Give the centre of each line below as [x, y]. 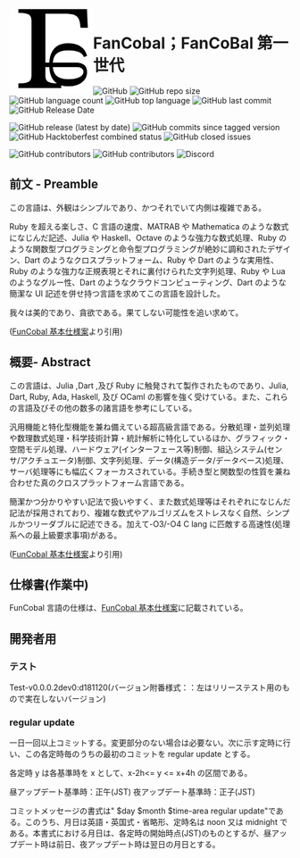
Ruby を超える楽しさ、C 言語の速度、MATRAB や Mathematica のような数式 [149, 226]
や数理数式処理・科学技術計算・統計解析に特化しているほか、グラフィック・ [150, 437]
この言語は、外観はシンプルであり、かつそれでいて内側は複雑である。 [137, 207]
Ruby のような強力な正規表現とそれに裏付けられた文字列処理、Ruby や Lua [147, 271]
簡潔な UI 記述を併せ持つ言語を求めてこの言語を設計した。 [117, 293]
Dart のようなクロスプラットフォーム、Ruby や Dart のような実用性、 [152, 260]
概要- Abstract [50, 362]
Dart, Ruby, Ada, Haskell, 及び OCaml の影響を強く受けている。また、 [137, 396]
